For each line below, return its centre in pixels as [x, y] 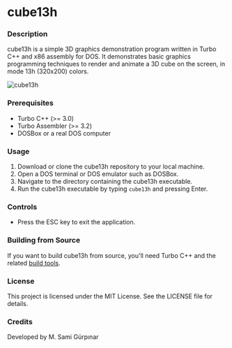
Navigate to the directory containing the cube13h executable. [105, 182]
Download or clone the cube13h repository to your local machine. [111, 167]
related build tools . [34, 263]
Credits [20, 321]
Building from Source [44, 240]
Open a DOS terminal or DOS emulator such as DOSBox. [98, 174]
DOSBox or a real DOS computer [64, 133]
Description [28, 34]
